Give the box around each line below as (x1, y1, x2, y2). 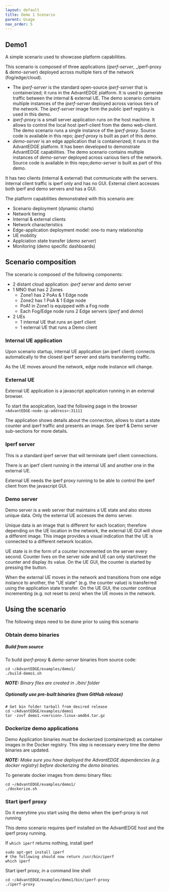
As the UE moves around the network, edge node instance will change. (5, 364, 153, 370)
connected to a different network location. (5, 538, 93, 544)
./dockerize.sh (5, 786, 37, 792)
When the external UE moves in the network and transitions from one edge (5, 574, 161, 580)
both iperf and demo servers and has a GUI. (5, 186, 97, 192)
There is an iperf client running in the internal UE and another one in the (5, 462, 155, 468)
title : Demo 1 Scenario (5, 12, 56, 17)
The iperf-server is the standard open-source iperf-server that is (12, 84, 148, 90)
